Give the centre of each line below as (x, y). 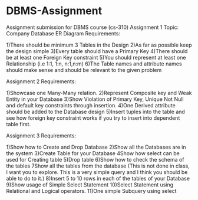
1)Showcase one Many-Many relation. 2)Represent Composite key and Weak (99, 93)
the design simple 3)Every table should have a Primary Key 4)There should (97, 51)
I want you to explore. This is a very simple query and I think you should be (97, 172)
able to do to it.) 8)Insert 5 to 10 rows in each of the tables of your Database (98, 178)
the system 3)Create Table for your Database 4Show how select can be (93, 153)
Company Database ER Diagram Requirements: (63, 33)
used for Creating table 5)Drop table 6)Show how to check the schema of (95, 159)
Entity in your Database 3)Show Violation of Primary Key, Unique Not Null (95, 99)
